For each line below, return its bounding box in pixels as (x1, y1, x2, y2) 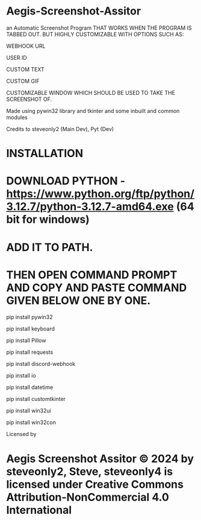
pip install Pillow (6, 337, 46, 344)
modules (6, 114, 28, 121)
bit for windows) (6, 213, 90, 226)
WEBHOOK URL (6, 42, 46, 50)
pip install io (6, 372, 36, 379)
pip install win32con (6, 419, 56, 426)
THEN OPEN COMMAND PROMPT (6, 268, 178, 281)
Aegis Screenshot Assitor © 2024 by (6, 452, 194, 466)
